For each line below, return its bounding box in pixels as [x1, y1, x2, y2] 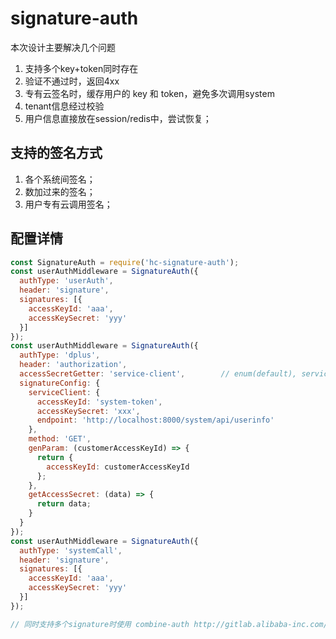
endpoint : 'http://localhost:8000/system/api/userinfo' [36, 415, 275, 426]
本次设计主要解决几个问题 [10, 41, 116, 53]
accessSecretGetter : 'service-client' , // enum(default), [19, 369, 298, 379]
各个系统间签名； [24, 173, 96, 185]
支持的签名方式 [10, 145, 103, 162]
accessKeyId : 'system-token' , [36, 397, 163, 407]
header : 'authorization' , [19, 360, 128, 370]
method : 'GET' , [28, 434, 92, 444]
